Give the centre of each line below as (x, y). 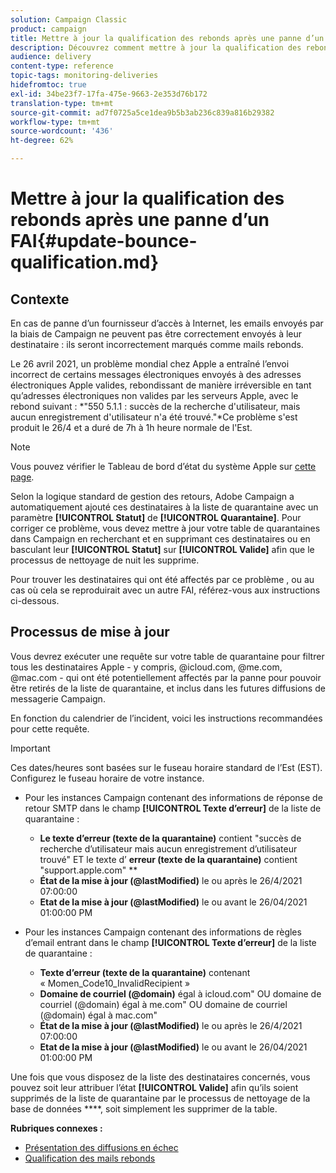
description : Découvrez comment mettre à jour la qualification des (156, 47)
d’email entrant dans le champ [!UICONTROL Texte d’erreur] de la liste (170, 942)
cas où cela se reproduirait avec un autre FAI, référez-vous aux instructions (165, 590)
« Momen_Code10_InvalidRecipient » (115, 983)
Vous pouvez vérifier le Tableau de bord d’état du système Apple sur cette (163, 466)
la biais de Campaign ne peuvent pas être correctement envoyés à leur (156, 334)
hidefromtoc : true (48, 85)
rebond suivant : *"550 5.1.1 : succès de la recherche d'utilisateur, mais (155, 406)
